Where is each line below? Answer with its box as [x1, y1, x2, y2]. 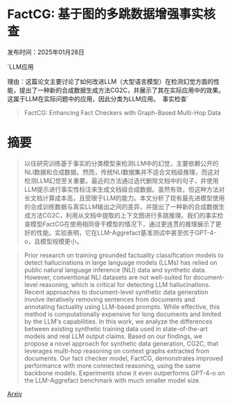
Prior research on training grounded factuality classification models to [24, 251, 224, 259]
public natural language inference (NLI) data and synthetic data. [24, 265, 206, 274]
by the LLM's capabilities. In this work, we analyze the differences [24, 317, 213, 326]
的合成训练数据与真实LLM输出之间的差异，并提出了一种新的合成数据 [24, 202, 220, 211]
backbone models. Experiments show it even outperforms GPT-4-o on [24, 369, 225, 377]
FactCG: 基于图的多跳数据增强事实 [7, 6, 204, 22]
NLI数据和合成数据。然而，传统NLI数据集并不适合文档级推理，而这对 [24, 168, 220, 176]
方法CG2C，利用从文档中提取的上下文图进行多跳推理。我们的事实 [30, 211, 218, 219]
